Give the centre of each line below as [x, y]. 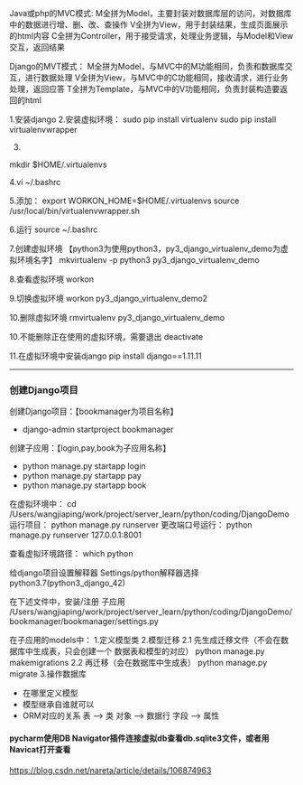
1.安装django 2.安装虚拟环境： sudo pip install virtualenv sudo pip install [143, 119]
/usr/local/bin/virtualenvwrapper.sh [74, 211]
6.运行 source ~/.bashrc [54, 229]
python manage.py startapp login [84, 466]
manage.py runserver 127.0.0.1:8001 [76, 535]
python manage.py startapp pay [82, 476]
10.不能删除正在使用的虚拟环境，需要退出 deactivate [106, 336]
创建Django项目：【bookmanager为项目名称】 [94, 411]
